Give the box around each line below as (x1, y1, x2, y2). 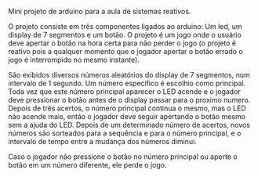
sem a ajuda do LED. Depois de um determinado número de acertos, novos (8, 121, 251, 129)
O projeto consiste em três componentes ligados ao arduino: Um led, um (8, 22, 242, 31)
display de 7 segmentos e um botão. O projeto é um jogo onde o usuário (8, 31, 242, 39)
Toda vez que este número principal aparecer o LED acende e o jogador (8, 87, 241, 96)
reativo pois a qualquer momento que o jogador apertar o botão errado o (8, 47, 243, 56)
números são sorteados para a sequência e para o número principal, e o (8, 128, 242, 138)
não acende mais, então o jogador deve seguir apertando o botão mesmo (8, 112, 245, 121)
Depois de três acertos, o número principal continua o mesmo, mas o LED (8, 103, 247, 113)
